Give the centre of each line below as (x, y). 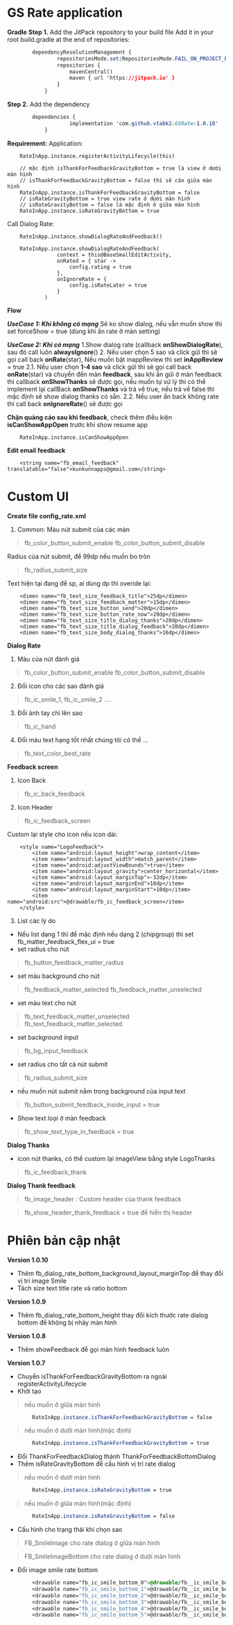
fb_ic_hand (40, 726)
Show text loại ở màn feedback (61, 1118)
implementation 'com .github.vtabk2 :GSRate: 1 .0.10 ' (144, 123)
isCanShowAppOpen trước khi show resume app (77, 424)
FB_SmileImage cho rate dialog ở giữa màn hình (92, 1543)
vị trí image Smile (42, 1281)
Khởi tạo (29, 1391)
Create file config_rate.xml (47, 515)
